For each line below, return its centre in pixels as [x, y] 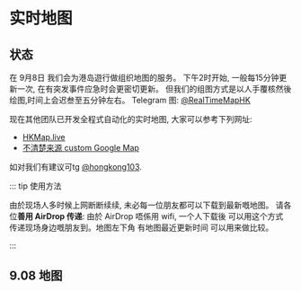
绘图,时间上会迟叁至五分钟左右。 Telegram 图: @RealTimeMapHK [130, 100]
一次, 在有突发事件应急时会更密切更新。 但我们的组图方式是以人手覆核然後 [154, 89]
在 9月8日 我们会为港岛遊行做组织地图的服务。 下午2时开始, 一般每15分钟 [144, 78]
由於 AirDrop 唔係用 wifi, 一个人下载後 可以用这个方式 [185, 216]
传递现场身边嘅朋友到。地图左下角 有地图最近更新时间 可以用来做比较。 [142, 227]
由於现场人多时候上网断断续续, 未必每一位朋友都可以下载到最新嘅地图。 [142, 205]
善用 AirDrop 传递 [50, 216]
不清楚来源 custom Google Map [80, 148]
